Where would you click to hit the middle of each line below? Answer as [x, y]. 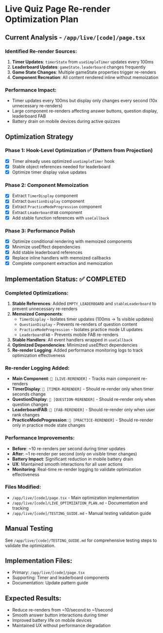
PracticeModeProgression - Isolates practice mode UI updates [81, 329]
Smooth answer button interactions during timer [60, 615]
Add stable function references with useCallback [61, 218]
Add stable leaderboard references [47, 253]
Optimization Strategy [39, 137]
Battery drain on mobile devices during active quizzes [66, 121]
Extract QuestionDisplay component [48, 201]
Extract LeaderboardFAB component [47, 212]
